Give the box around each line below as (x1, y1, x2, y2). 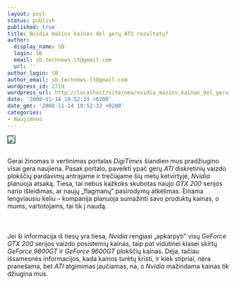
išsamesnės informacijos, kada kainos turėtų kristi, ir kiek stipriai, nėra (7, 254, 212, 262)
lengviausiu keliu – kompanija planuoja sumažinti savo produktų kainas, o (7, 194, 219, 202)
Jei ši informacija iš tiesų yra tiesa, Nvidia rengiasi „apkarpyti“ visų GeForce (7, 231, 227, 240)
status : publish (7, 17, 55, 24)
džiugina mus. (7, 269, 48, 278)
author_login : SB (7, 69, 59, 76)
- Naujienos (7, 115, 42, 122)
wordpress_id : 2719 (7, 83, 65, 90)
